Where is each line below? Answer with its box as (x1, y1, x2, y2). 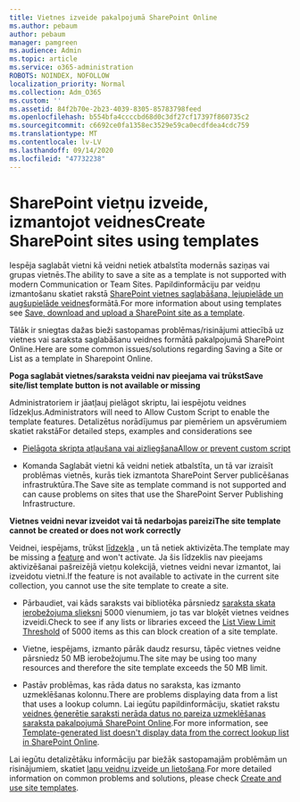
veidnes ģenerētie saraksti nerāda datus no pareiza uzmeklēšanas (21, 708, 266, 719)
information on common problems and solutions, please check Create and (9, 773, 282, 784)
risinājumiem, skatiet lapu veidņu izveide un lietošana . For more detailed (9, 764, 272, 774)
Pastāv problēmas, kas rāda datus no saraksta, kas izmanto (21, 680, 241, 690)
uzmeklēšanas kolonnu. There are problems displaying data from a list (21, 689, 279, 700)
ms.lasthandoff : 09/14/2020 (9, 146, 114, 155)
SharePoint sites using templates (9, 230, 260, 251)
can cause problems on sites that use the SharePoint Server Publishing (21, 489, 284, 500)
